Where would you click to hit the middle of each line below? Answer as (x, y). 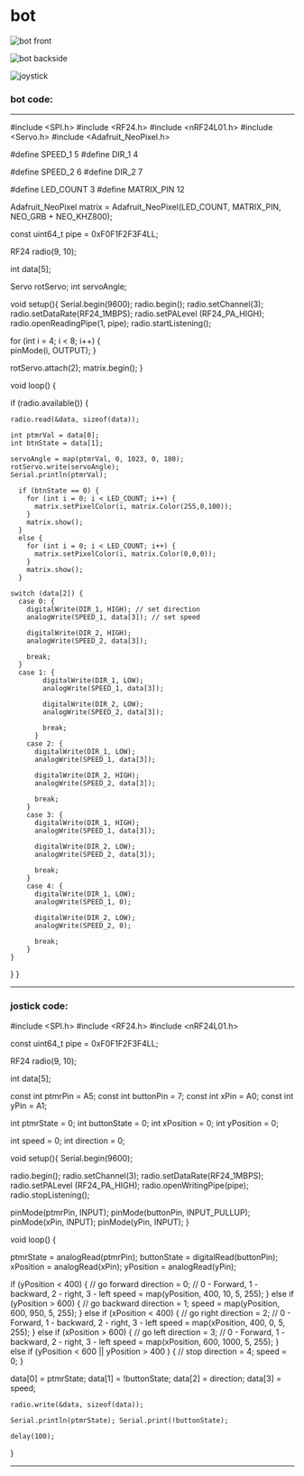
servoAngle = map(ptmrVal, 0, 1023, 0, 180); (97, 459)
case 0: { (37, 602)
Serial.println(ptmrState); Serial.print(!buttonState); (120, 1420)
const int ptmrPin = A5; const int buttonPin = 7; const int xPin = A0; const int (152, 1095)
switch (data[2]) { (47, 594)
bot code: (32, 99)
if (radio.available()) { (50, 403)
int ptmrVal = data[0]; (55, 436)
